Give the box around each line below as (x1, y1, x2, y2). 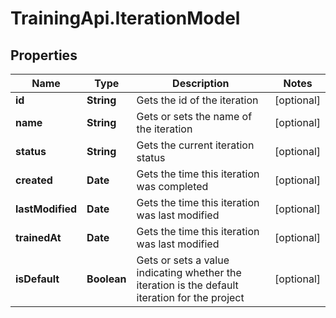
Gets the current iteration (136, 138, 255, 152)
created (15, 173, 53, 187)
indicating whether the (136, 266, 242, 279)
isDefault (15, 272, 60, 286)
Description (172, 77, 230, 90)
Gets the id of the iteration (136, 93, 259, 107)
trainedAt (15, 231, 62, 244)
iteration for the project (136, 291, 245, 304)
